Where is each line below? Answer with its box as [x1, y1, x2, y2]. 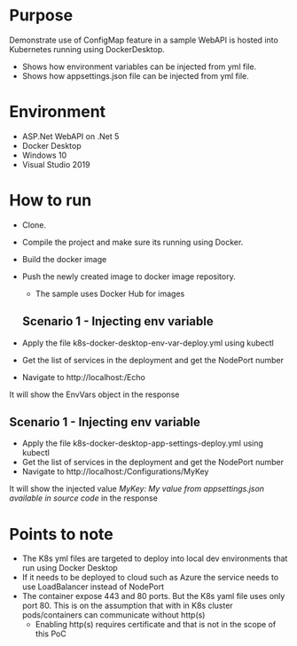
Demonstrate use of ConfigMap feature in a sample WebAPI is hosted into [9, 35, 279, 45]
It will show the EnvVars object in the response [9, 389, 180, 400]
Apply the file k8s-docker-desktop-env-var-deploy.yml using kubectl [21, 338, 275, 348]
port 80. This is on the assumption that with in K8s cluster [21, 600, 233, 611]
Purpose [9, 5, 74, 26]
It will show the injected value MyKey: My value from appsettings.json [9, 484, 264, 494]
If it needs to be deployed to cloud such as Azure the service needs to [21, 572, 279, 583]
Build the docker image [21, 253, 107, 264]
